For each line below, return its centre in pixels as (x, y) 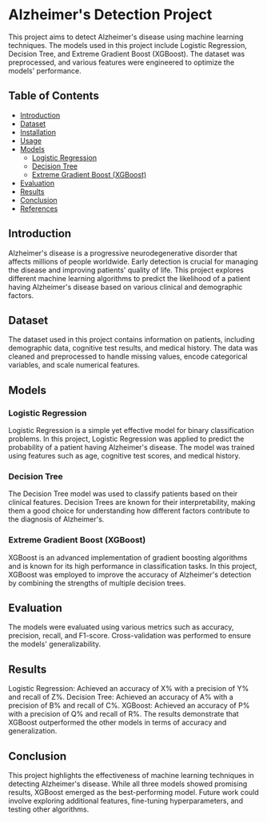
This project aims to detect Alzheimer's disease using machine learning (126, 37)
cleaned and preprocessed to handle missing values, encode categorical (128, 356)
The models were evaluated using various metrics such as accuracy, (121, 627)
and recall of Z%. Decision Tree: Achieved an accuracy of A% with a (121, 697)
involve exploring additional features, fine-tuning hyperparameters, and (126, 801)
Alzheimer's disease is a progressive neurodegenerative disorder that (123, 252)
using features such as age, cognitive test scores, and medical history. (125, 456)
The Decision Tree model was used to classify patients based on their (123, 494)
